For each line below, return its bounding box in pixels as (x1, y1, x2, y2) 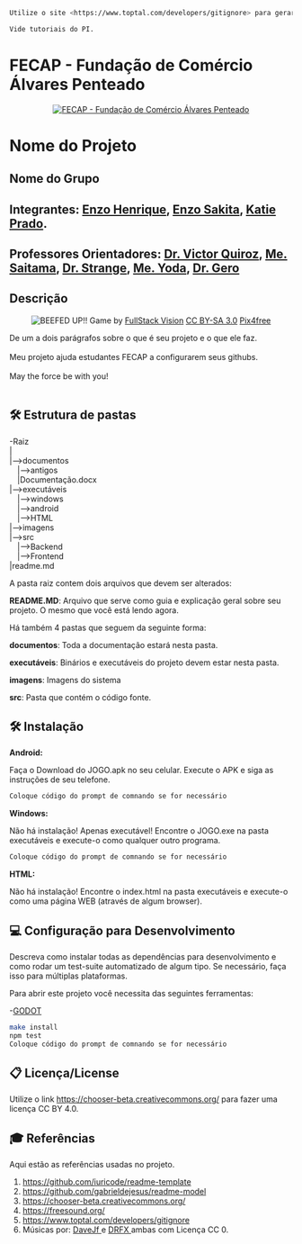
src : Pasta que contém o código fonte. (9, 691, 152, 702)
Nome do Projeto (9, 135, 138, 156)
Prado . (9, 216, 48, 231)
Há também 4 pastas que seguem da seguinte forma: (9, 622, 207, 633)
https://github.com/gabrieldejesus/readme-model (22, 1186, 207, 1197)
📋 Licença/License (9, 1066, 120, 1081)
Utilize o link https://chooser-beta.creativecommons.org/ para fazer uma (9, 1094, 279, 1104)
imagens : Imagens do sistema (9, 674, 121, 685)
